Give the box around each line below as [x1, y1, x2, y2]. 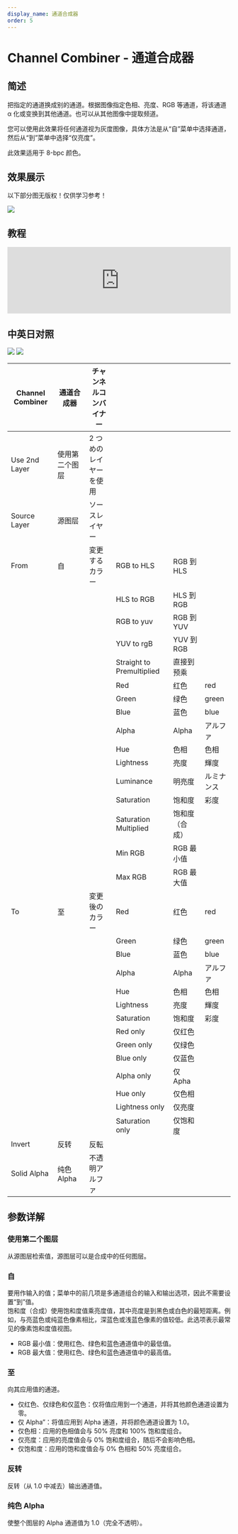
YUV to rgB [115, 638, 154, 648]
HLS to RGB [115, 594, 155, 604]
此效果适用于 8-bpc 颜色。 [7, 148, 85, 157]
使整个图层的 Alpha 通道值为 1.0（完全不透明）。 [7, 1518, 147, 1527]
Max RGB [115, 872, 147, 882]
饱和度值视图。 [31, 1324, 76, 1332]
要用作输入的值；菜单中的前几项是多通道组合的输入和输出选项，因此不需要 [7, 1288, 225, 1297]
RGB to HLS [115, 560, 155, 570]
